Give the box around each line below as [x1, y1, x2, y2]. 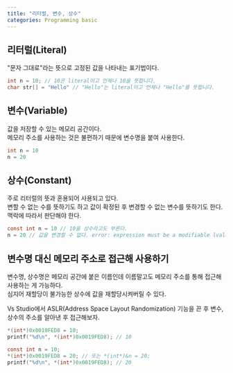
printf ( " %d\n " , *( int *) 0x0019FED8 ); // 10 [7, 333, 132, 340]
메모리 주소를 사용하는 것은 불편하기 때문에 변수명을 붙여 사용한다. [7, 133, 185, 141]
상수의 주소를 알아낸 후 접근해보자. [7, 313, 100, 321]
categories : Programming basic [7, 17, 98, 24]
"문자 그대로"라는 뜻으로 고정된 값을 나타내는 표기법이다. [7, 64, 159, 72]
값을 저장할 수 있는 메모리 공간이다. [7, 124, 102, 132]
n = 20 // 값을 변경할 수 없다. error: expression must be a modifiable [7, 232, 210, 239]
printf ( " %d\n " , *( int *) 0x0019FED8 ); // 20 [7, 358, 132, 366]
